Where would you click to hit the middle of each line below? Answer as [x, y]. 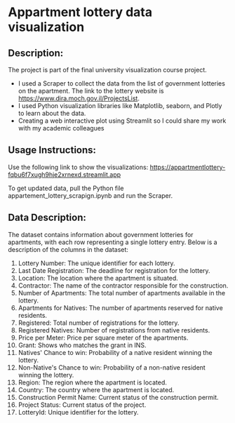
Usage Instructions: [52, 150]
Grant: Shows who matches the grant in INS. [82, 345]
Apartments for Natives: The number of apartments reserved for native [120, 308]
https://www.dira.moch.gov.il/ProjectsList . [79, 98]
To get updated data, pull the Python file [66, 188]
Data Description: [47, 218]
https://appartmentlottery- [188, 167]
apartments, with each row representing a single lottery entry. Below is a [113, 242]
